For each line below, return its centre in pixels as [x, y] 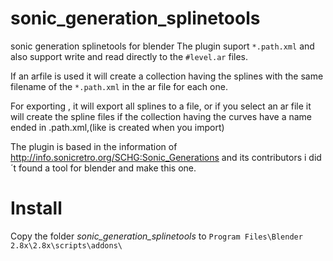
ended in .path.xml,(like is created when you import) [117, 127]
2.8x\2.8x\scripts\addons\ [66, 245]
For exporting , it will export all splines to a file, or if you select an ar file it [161, 106]
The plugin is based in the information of [94, 146]
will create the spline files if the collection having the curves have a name [161, 116]
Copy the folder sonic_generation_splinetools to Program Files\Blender [156, 236]
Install [36, 208]
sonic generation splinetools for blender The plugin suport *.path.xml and [162, 46]
